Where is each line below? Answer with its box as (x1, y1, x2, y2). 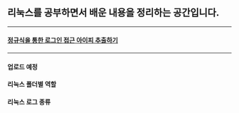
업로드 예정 (7, 63, 38, 71)
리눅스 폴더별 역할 (7, 80, 57, 89)
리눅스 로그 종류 (7, 97, 51, 106)
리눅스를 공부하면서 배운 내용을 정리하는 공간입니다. (7, 6, 220, 19)
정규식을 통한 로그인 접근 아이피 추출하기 (7, 36, 119, 45)
